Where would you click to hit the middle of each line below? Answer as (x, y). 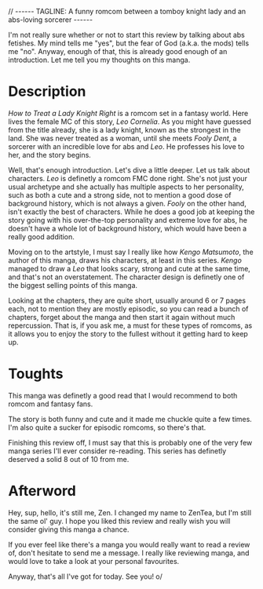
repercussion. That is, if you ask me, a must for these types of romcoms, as (130, 325)
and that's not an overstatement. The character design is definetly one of (126, 277)
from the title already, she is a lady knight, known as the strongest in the (124, 129)
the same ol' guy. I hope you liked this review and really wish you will (119, 521)
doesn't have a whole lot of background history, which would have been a (128, 228)
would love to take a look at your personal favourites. (94, 561)
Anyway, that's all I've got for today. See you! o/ (86, 576)
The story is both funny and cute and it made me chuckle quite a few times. (130, 419)
